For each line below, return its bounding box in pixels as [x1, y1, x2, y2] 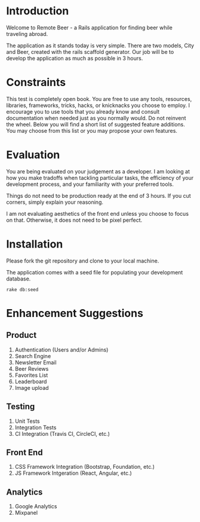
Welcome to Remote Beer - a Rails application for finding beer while [6, 24, 173, 31]
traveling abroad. [6, 30, 48, 37]
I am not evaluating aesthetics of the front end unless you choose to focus [6, 210, 189, 217]
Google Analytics [14, 503, 57, 510]
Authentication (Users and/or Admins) [14, 346, 109, 353]
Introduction [6, 4, 69, 18]
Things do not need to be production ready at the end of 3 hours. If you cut [6, 192, 191, 199]
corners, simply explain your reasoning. [6, 199, 103, 206]
